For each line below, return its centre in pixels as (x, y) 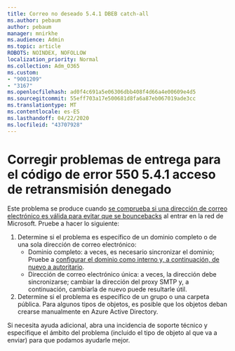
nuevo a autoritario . (56, 267)
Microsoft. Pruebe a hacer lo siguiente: (63, 224)
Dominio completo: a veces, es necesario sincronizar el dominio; (121, 252)
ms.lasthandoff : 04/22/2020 (48, 118)
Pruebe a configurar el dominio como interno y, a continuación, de (123, 260)
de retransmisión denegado (89, 189)
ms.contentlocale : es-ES (43, 112)
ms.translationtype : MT (42, 105)
